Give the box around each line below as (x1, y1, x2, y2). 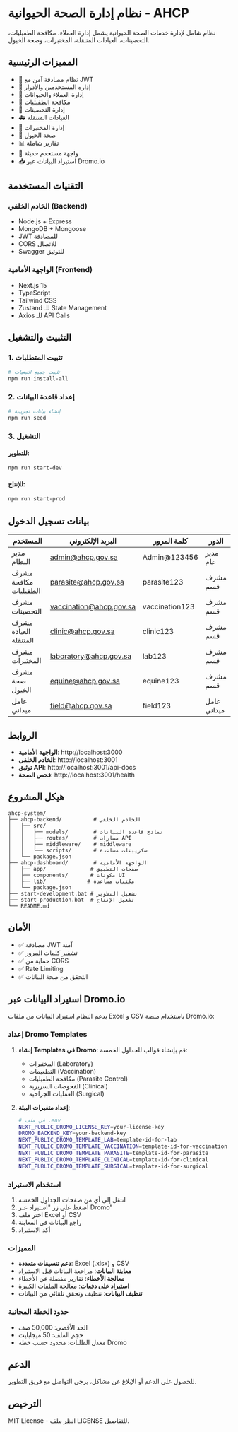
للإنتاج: (8, 479, 25, 488)
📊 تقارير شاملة (18, 139, 59, 147)
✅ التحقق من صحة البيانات (18, 972, 88, 980)
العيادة (11, 627, 31, 637)
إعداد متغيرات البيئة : (18, 1103, 71, 1111)
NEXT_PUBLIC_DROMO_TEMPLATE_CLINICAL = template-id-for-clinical (18, 1156, 209, 1163)
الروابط (8, 729, 37, 741)
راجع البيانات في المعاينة (18, 1218, 82, 1226)
